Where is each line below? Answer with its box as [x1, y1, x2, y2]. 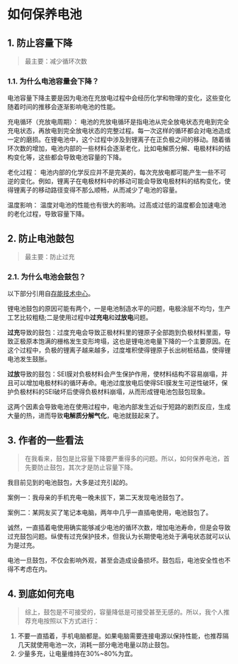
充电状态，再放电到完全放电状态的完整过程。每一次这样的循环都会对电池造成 [7, 127, 231, 135]
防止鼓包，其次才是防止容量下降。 [37, 463, 137, 471]
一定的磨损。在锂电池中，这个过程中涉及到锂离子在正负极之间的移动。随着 [7, 135, 225, 144]
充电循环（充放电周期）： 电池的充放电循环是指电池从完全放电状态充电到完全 [7, 118, 229, 126]
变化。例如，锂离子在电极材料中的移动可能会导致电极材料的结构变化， [19, 177, 225, 185]
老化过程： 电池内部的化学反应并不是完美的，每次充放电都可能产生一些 [7, 168, 214, 177]
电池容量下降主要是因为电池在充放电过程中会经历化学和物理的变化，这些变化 [7, 93, 231, 103]
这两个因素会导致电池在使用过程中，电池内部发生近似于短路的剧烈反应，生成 [7, 403, 231, 411]
